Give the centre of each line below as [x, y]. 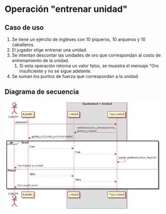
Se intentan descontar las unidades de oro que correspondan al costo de [86, 55]
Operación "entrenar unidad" [66, 9]
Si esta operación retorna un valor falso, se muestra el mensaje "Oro [89, 66]
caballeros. [23, 45]
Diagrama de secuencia [42, 92]
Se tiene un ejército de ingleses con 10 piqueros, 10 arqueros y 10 [79, 39]
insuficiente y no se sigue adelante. [55, 71]
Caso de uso [24, 28]
